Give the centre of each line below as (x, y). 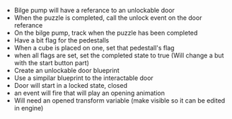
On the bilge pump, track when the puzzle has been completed (106, 33)
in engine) (29, 108)
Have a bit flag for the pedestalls (62, 40)
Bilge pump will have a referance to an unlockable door (94, 10)
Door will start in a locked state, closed (70, 85)
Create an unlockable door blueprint (66, 70)
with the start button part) (52, 63)
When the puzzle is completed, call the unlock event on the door (108, 18)
